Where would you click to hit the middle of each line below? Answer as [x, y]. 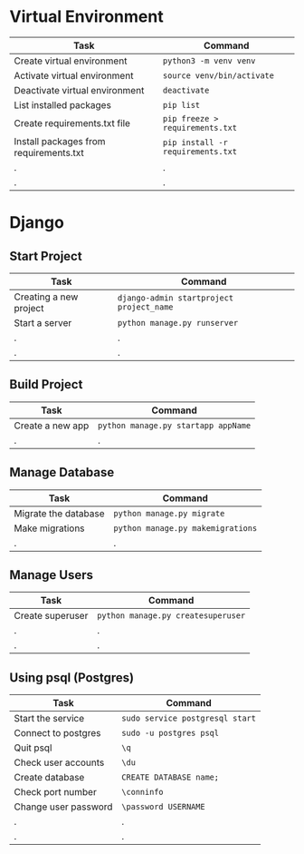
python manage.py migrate [169, 513]
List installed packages [62, 104]
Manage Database [62, 472]
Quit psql [33, 748]
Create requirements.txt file [72, 123]
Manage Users [51, 575]
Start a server [43, 322]
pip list [181, 105]
